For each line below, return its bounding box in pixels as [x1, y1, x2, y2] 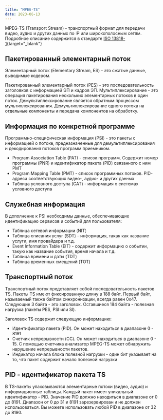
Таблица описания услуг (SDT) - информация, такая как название [12, 232, 149, 239]
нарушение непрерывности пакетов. [12, 346, 89, 352]
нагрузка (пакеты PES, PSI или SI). [5, 306, 76, 312]
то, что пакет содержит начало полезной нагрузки [12, 356, 118, 362]
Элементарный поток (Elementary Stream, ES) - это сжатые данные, [5, 68, 146, 74]
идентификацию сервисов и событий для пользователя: [5, 218, 122, 224]
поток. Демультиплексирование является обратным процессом [5, 98, 139, 104]
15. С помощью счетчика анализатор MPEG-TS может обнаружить [12, 341, 151, 346]
